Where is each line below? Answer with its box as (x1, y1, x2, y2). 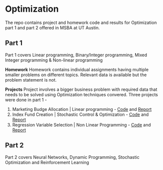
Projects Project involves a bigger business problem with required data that (5, 86, 158, 92)
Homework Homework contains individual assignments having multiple (5, 66, 149, 72)
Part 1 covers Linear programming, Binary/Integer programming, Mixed (5, 52, 147, 58)
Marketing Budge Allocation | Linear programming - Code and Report (12, 106, 152, 112)
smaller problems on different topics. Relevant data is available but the (5, 72, 147, 78)
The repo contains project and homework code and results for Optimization (5, 20, 157, 25)
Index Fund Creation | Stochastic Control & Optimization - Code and (12, 111, 149, 117)
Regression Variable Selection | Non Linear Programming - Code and (12, 122, 151, 127)
